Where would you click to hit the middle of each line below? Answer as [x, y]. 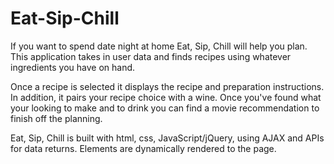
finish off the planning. [56, 118]
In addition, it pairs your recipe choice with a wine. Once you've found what [166, 97]
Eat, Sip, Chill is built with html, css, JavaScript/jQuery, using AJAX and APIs [167, 138]
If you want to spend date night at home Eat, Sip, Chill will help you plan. [159, 46]
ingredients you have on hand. [73, 67]
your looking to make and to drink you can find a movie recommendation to [165, 108]
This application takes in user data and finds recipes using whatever [151, 56]
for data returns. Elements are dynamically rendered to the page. [143, 148]
